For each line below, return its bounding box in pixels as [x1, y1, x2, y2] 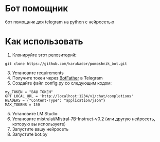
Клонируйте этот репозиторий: [12, 52, 77, 58]
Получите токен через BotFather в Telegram [12, 75, 103, 80]
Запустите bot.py [12, 131, 48, 137]
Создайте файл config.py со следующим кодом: [12, 80, 112, 86]
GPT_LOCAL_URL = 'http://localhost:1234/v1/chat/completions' [5, 94, 134, 98]
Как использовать [5, 36, 84, 47]
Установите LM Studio [12, 110, 57, 116]
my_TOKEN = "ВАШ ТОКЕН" [5, 89, 53, 95]
